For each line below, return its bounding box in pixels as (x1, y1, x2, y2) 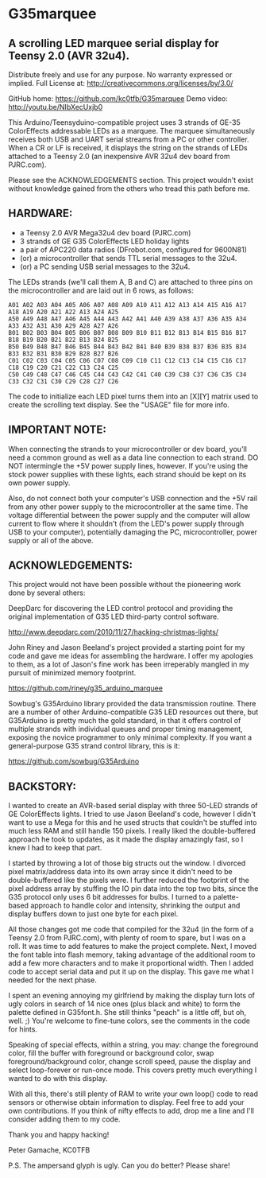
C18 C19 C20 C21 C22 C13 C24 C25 (8, 364, 119, 371)
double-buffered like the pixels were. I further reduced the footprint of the (8, 876, 250, 885)
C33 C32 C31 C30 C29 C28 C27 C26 (8, 377, 119, 386)
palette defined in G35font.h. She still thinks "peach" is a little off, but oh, (8, 1008, 247, 1017)
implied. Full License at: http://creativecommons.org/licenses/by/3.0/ (8, 79, 233, 87)
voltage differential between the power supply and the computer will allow (8, 510, 251, 519)
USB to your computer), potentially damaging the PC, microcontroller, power (8, 527, 258, 537)
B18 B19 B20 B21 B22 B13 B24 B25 (8, 336, 119, 344)
